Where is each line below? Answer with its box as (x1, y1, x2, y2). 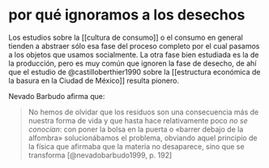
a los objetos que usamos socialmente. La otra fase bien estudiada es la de (8, 50, 259, 59)
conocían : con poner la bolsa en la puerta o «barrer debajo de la (28, 124, 244, 134)
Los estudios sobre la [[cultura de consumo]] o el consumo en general (8, 32, 243, 42)
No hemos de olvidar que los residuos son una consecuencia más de (28, 107, 259, 117)
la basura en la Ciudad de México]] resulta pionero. (8, 75, 180, 85)
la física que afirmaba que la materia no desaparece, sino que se (28, 141, 245, 151)
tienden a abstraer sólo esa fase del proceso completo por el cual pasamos (8, 41, 260, 50)
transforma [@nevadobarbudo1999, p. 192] (28, 150, 173, 160)
